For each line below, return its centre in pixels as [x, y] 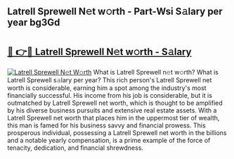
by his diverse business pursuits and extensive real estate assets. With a [112, 110]
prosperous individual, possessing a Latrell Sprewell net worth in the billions [117, 133]
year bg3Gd [34, 23]
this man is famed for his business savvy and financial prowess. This [106, 125]
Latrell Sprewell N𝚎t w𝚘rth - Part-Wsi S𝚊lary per [115, 12]
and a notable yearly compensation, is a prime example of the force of [109, 140]
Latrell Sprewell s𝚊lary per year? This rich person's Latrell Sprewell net [110, 80]
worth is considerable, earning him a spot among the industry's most [107, 88]
